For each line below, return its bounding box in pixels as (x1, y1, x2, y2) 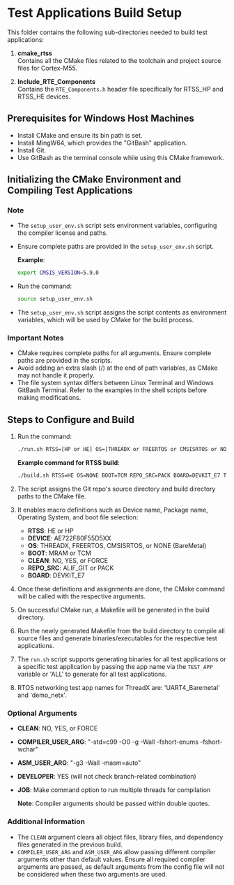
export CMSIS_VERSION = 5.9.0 (17, 269, 99, 277)
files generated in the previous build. (17, 840, 123, 849)
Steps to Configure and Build (7, 414, 134, 426)
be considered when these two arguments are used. (17, 870, 167, 878)
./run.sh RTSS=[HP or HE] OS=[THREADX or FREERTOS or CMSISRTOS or (17, 446, 217, 453)
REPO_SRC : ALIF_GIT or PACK (27, 564, 114, 573)
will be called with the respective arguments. (17, 592, 146, 600)
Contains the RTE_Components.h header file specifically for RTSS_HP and (17, 85, 224, 93)
